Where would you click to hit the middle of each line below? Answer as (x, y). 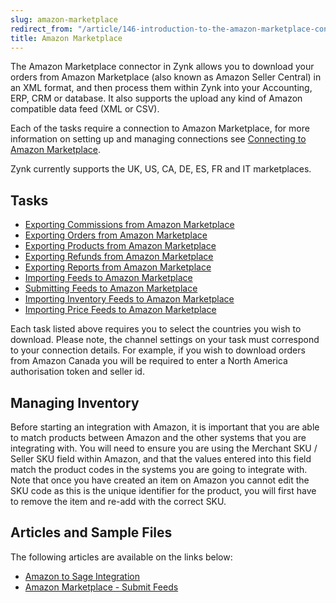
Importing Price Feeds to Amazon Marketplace (120, 310)
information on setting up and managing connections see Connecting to (158, 139)
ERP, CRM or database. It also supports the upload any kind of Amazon (156, 98)
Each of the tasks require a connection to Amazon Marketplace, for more (160, 128)
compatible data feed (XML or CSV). (85, 109)
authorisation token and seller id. (77, 372)
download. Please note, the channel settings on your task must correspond (165, 340)
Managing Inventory (75, 402)
